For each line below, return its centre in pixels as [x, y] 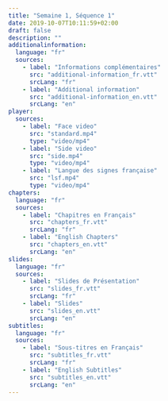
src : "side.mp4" [56, 156]
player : [21, 112]
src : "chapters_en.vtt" [69, 245]
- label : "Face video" [60, 126]
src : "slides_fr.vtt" [65, 289]
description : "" [35, 38]
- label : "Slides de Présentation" [81, 281]
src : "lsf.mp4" [54, 178]
